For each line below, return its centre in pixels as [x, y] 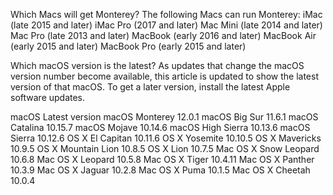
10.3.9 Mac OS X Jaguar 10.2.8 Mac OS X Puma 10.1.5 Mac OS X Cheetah [160, 170]
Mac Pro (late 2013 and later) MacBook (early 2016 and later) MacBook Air [163, 35]
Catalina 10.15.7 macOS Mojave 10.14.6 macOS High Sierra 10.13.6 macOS [160, 127]
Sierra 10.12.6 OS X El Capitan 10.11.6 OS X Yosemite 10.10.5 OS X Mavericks [166, 138]
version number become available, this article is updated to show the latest [164, 76]
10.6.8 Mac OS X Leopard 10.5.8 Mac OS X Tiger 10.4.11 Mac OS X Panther [162, 159]
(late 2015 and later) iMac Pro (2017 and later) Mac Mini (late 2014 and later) [166, 25]
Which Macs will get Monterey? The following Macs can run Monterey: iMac [166, 14]
